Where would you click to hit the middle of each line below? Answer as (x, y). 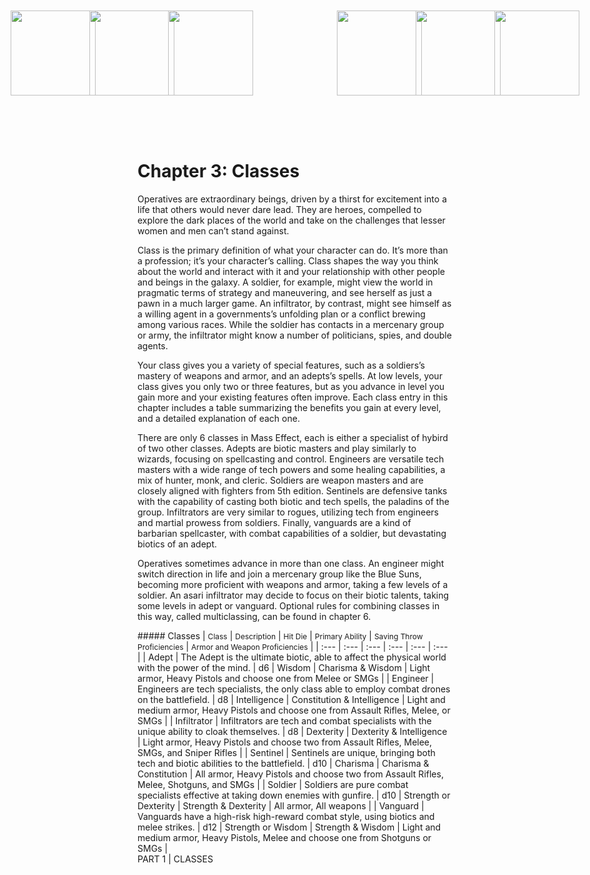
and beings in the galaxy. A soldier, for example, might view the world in (285, 282)
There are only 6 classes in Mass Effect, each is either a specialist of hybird (293, 437)
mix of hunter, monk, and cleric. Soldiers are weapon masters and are (280, 480)
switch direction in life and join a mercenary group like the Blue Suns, (279, 574)
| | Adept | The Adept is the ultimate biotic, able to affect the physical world (292, 657)
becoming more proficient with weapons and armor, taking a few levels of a (293, 584)
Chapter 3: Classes (218, 171)
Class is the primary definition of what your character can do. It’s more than (293, 250)
